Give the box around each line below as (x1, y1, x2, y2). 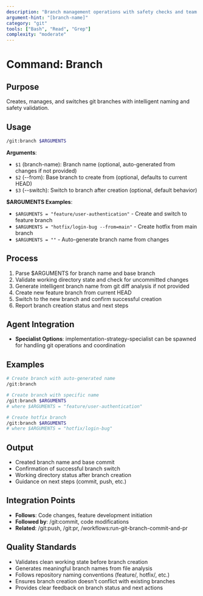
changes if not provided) (15, 167, 77, 174)
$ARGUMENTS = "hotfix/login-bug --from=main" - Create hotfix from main (15, 223, 198, 230)
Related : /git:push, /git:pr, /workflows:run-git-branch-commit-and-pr (15, 524, 188, 532)
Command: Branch (6, 58, 103, 72)
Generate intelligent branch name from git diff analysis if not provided (15, 282, 190, 290)
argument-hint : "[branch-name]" (6, 15, 88, 21)
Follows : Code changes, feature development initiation (15, 511, 153, 519)
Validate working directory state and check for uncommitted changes (15, 276, 189, 283)
